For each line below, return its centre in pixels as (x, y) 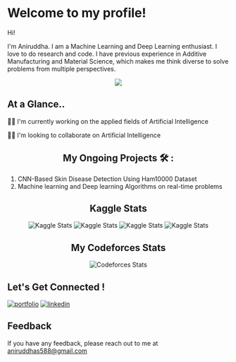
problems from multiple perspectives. (62, 69)
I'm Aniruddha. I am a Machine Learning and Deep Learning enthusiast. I (112, 46)
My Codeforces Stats (118, 248)
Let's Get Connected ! (56, 287)
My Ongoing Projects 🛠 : (118, 158)
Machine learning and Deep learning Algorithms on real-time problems (120, 186)
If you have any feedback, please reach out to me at (83, 343)
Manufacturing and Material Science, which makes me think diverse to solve (118, 61)
